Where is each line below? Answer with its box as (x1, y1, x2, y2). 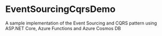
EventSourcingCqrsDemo (5, 3, 116, 15)
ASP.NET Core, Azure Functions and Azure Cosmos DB (5, 25, 121, 31)
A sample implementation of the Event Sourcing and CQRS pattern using (5, 20, 157, 26)
